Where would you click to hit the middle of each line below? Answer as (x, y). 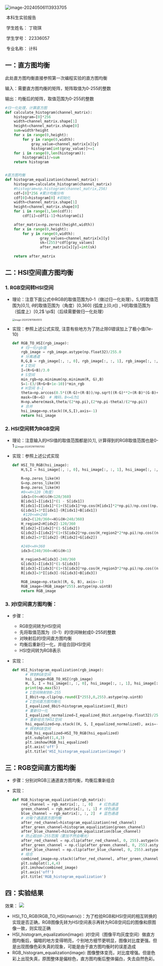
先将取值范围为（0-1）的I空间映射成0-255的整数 (68, 632)
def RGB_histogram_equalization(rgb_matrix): (59, 800)
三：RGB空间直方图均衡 (41, 768)
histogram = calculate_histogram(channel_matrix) (63, 184)
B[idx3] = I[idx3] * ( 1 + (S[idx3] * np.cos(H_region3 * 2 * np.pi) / (80, 569)
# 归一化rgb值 (34, 348)
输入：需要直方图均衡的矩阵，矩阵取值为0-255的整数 (58, 88)
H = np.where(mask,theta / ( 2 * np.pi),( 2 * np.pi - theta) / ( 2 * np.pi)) (84, 402)
